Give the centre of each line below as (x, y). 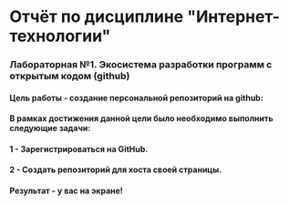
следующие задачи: (50, 128)
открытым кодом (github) (70, 77)
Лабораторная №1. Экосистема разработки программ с (141, 65)
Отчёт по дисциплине (97, 17)
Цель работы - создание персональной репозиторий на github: (137, 97)
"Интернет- (233, 17)
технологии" (60, 36)
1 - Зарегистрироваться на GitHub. (79, 149)
